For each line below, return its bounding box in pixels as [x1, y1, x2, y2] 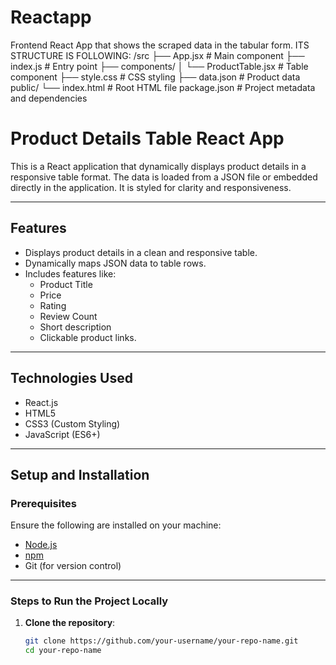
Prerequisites [10, 496, 77, 510]
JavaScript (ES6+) [24, 428, 101, 440]
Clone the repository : [24, 617, 116, 629]
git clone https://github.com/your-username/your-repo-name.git [24, 636, 299, 646]
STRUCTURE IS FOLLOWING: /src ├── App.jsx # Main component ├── [10, 49, 305, 61]
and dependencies [10, 92, 88, 104]
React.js [24, 396, 59, 408]
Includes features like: [24, 267, 117, 280]
